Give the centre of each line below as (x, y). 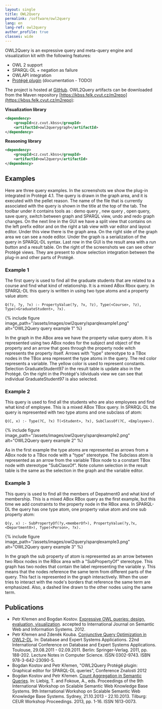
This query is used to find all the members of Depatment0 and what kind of (80, 494)
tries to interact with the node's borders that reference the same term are (78, 582)
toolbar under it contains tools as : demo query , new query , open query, (78, 211)
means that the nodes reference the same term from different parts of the (78, 572)
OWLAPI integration (32, 75)
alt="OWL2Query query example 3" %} (44, 547)
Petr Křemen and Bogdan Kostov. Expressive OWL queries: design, (79, 619)
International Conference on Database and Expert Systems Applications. (84, 645)
